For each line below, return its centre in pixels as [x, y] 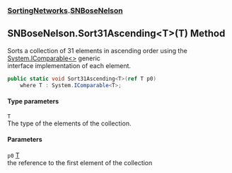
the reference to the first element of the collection [80, 162]
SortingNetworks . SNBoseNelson [65, 11]
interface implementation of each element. [69, 65]
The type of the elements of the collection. [69, 123]
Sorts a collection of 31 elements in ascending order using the [97, 50]
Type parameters [33, 101]
